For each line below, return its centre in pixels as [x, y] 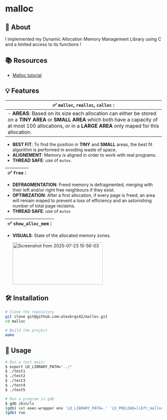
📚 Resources [26, 61]
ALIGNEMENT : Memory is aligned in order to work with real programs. [84, 155]
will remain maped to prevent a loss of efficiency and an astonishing [82, 201]
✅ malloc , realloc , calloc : [83, 105]
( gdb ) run [15, 413]
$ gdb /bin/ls [20, 404]
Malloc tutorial [27, 75]
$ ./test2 [15, 376]
